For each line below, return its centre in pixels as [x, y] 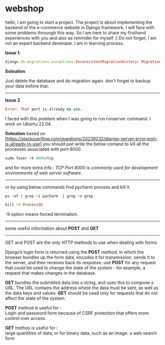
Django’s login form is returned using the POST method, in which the [74, 252]
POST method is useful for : [33, 308]
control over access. [26, 318]
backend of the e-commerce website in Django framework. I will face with [80, 27]
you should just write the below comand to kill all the [96, 144]
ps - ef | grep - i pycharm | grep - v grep [49, 196]
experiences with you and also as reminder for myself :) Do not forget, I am [81, 38]
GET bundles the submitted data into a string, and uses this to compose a [79, 283]
